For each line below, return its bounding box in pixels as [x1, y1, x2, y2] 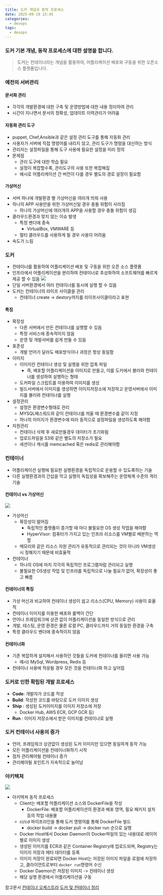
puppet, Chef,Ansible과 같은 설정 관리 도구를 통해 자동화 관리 [12, 134, 131, 140]
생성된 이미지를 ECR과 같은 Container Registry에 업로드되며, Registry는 [19, 843, 158, 849]
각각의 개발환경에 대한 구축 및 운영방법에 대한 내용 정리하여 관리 [12, 104, 134, 110]
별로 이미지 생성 [19, 837, 50, 843]
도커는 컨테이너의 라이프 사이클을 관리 [12, 288, 85, 294]
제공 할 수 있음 [12, 276, 40, 282]
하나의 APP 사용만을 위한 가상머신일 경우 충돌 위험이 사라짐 [12, 201, 125, 207]
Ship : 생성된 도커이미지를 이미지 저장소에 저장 [12, 703, 101, 709]
